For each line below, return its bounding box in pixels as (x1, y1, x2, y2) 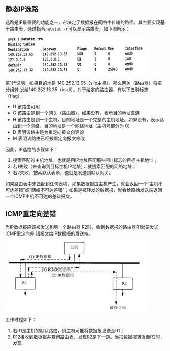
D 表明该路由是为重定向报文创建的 (12, 129, 84, 135)
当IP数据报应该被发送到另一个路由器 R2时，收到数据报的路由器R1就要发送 (5, 224, 159, 230)
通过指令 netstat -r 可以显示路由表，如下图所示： (27, 25, 130, 32)
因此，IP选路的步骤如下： (5, 146, 58, 152)
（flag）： (5, 93, 25, 99)
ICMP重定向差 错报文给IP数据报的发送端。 (5, 230, 93, 237)
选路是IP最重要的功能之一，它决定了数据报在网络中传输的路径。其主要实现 (5, 19, 161, 25)
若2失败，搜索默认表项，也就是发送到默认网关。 (12, 169, 114, 175)
